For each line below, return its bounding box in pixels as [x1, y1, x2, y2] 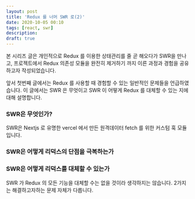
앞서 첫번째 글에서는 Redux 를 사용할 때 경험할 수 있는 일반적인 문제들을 [6, 79, 169, 86]
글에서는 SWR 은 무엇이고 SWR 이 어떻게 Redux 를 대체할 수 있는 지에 [29, 87, 189, 93]
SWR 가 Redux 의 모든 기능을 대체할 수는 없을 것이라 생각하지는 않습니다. [6, 179, 173, 186]
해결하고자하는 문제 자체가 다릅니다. [12, 186, 93, 193]
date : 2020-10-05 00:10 [6, 19, 64, 25]
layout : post [6, 8, 38, 15]
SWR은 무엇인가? [6, 110, 53, 118]
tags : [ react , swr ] [6, 25, 54, 31]
